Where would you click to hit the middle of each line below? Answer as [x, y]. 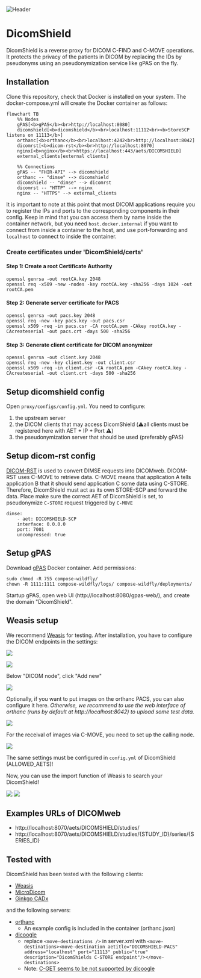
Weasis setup [32, 621]
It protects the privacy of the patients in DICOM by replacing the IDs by [94, 57]
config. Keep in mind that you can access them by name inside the [89, 217]
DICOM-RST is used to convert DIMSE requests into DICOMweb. [86, 471]
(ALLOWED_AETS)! [30, 764]
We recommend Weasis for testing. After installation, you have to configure [99, 635]
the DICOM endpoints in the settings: [52, 641]
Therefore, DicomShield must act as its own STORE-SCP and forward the [97, 490]
